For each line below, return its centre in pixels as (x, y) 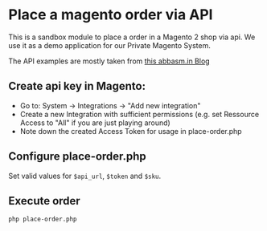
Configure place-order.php (77, 157)
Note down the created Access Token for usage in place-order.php (131, 131)
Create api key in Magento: (77, 86)
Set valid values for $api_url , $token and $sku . (85, 176)
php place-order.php (43, 219)
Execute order (44, 201)
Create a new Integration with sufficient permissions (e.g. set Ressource (140, 114)
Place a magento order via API (111, 15)
